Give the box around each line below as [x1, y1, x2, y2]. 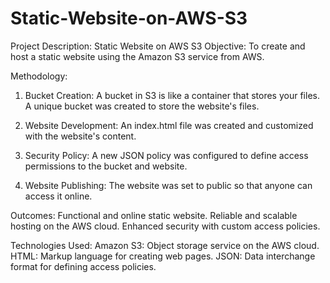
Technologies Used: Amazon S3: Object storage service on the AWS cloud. [10, 239, 320, 251]
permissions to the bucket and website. [24, 160, 188, 172]
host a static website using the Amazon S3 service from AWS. [10, 50, 265, 62]
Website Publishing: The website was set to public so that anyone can [24, 179, 313, 191]
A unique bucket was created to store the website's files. [24, 100, 260, 112]
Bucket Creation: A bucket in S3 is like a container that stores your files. [24, 89, 320, 101]
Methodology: [10, 70, 68, 82]
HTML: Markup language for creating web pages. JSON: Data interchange [10, 250, 316, 262]
